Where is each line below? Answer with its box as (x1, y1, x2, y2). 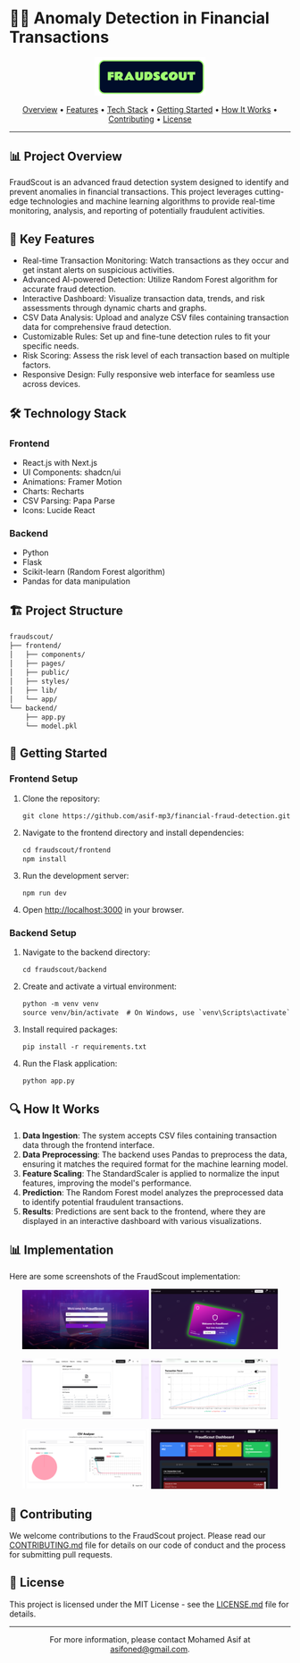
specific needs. (21, 341, 79, 351)
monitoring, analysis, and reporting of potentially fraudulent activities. (9, 206, 265, 216)
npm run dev (21, 889, 67, 898)
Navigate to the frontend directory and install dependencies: (21, 827, 245, 838)
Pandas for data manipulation (21, 576, 131, 587)
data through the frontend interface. (21, 1139, 155, 1150)
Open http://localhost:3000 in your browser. (21, 904, 185, 915)
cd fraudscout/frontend (21, 845, 112, 855)
